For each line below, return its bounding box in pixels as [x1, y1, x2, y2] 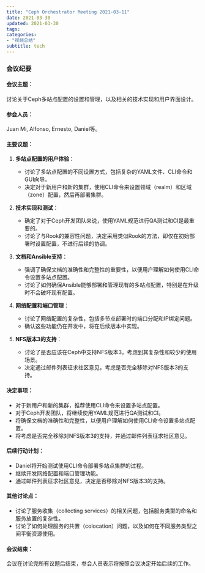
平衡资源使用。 [20, 530, 59, 538]
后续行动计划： [6, 447, 44, 454]
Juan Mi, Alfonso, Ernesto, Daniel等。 [6, 125, 101, 133]
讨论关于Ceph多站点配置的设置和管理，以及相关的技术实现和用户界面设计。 [6, 95, 197, 103]
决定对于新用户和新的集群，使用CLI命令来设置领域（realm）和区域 [24, 183, 192, 191]
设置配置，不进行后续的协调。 [35, 240, 111, 248]
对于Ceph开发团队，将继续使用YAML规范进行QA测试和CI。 [15, 409, 164, 416]
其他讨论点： [6, 492, 39, 500]
